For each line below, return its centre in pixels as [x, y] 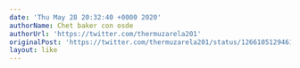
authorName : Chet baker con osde [71, 26]
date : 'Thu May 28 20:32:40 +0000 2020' [86, 17]
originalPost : [36, 42]
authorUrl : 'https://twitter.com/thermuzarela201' [105, 34]
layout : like [33, 50]
